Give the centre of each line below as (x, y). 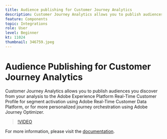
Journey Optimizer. (25, 112)
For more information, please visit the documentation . (60, 131)
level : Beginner (22, 33)
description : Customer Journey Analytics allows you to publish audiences (84, 14)
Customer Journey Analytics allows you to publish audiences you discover (82, 91)
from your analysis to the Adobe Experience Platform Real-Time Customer (81, 96)
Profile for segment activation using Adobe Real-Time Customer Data (76, 101)
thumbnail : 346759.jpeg (30, 42)
